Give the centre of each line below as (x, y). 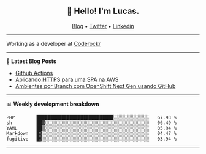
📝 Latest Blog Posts (32, 61)
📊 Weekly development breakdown (53, 104)
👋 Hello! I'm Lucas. (103, 11)
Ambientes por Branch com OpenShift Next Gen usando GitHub (95, 86)
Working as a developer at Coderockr (54, 43)
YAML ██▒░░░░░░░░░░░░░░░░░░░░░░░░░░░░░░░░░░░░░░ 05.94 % (91, 128)
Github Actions (34, 73)
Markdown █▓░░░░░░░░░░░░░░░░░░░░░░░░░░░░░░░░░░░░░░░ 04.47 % (91, 133)
